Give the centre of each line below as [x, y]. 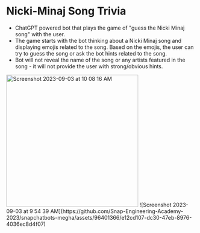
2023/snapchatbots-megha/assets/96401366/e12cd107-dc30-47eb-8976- [99, 217]
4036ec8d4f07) [26, 224]
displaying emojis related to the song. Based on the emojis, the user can [104, 47]
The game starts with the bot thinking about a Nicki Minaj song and [98, 40]
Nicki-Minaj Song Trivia [66, 11]
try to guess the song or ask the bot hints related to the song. [91, 53]
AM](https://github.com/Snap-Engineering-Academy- [117, 211]
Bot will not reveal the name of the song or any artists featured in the [100, 60]
